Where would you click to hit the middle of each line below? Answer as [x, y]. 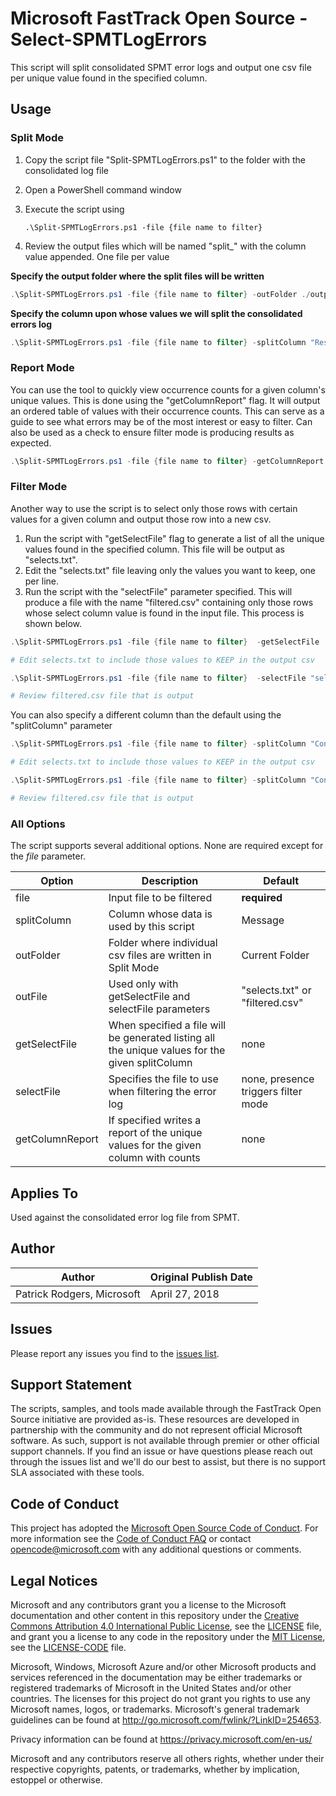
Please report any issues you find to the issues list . [115, 1353]
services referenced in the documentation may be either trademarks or [156, 1678]
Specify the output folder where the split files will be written [137, 276]
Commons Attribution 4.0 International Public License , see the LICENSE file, [166, 1626]
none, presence [278, 1079]
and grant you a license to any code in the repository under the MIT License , [168, 1637]
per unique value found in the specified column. [109, 78]
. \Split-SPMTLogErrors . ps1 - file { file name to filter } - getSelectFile [165, 642]
